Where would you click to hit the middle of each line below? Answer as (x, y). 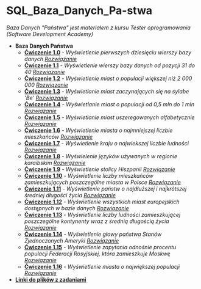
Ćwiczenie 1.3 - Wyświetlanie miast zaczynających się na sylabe (107, 91)
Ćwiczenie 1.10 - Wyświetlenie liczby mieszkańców (89, 175)
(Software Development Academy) (50, 34)
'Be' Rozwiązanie (46, 98)
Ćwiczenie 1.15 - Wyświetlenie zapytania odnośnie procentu (100, 247)
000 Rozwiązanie (46, 85)
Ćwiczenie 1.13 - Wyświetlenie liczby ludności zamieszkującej (102, 214)
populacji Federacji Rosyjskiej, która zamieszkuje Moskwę (97, 254)
